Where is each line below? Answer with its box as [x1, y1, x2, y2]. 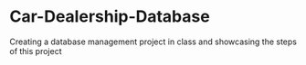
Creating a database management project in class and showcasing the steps [9, 36, 297, 47]
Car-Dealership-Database [9, 6, 210, 27]
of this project [9, 45, 62, 56]
